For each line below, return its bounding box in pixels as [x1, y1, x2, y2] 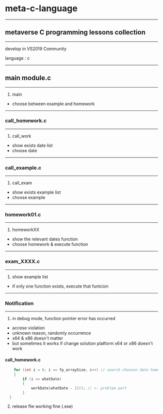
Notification [5, 300, 34, 306]
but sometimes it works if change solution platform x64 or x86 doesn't [12, 341, 153, 346]
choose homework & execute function [12, 241, 88, 247]
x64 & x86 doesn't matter [12, 335, 64, 341]
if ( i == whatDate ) [22, 377, 62, 381]
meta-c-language [5, 3, 78, 14]
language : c [5, 55, 30, 61]
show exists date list [12, 142, 53, 148]
